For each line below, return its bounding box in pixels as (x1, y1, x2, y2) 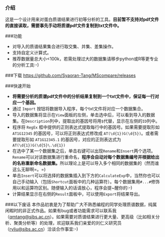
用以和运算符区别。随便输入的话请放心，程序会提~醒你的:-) (12, 185, 132, 191)
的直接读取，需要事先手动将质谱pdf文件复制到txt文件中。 (5, 23, 122, 29)
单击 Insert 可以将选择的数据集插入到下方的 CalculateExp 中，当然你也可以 (12, 172, 160, 178)
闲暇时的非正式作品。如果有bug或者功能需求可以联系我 (5, 208, 117, 214)
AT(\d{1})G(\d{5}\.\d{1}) (12, 143, 66, 148)
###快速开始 (5, 83, 31, 89)
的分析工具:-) (12, 62, 39, 68)
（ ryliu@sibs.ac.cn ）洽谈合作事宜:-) (5, 226, 78, 232)
